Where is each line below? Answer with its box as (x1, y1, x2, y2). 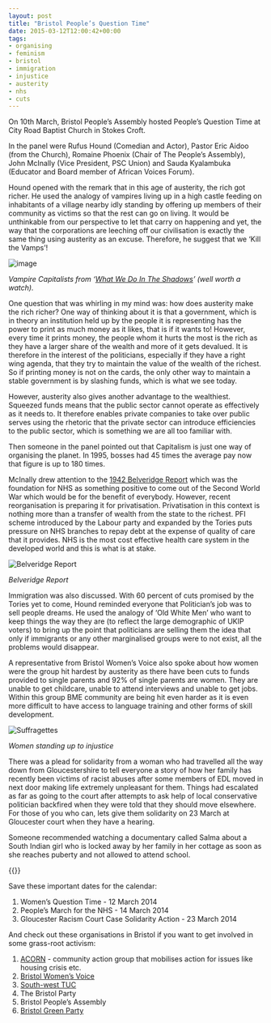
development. (8, 710, 54, 719)
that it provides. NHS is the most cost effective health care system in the (8, 535, 250, 545)
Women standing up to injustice (8, 741, 114, 751)
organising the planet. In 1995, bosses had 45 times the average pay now (8, 450, 252, 460)
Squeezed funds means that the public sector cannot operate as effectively (8, 400, 260, 410)
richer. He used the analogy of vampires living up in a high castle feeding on (8, 191, 262, 201)
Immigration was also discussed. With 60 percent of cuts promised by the (8, 590, 255, 600)
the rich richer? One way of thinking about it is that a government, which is (8, 307, 257, 317)
